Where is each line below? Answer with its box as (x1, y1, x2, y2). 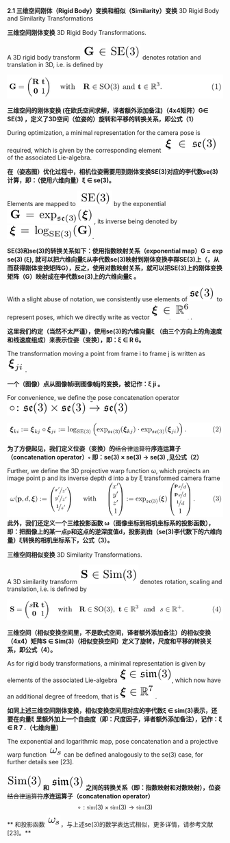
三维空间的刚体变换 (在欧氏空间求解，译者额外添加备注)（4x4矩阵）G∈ (7, 106, 209, 115)
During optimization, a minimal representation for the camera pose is (7, 129, 201, 137)
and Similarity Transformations (7, 14, 94, 23)
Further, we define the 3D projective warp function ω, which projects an (7, 467, 210, 475)
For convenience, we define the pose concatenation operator (7, 394, 180, 402)
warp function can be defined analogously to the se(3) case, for (7, 750, 203, 759)
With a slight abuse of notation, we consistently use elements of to (7, 295, 222, 303)
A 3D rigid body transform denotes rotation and (7, 53, 201, 61)
